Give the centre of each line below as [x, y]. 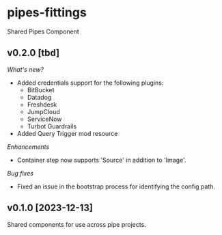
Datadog [39, 97]
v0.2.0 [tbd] [33, 53]
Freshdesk [42, 105]
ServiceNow [44, 119]
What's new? [26, 69]
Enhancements [28, 147]
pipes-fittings [47, 13]
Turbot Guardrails [52, 126]
